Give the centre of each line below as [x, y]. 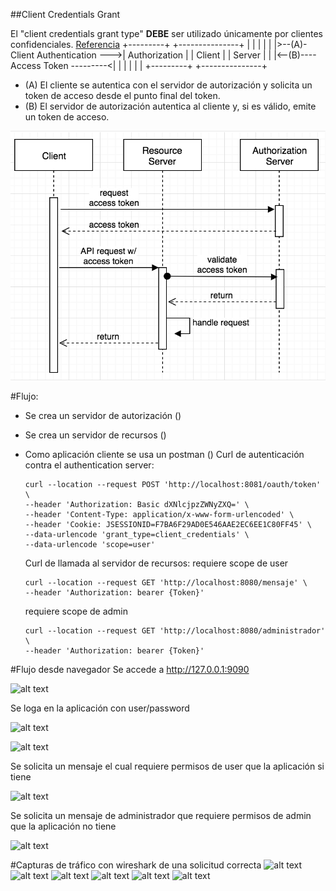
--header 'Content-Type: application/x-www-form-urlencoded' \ [159, 515]
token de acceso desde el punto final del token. [122, 95]
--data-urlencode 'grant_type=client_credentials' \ [137, 535]
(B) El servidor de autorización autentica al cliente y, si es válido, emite [170, 106]
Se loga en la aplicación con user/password [100, 708]
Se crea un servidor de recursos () [95, 435]
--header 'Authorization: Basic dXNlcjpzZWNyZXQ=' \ [137, 505]
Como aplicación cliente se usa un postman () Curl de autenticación [164, 455]
